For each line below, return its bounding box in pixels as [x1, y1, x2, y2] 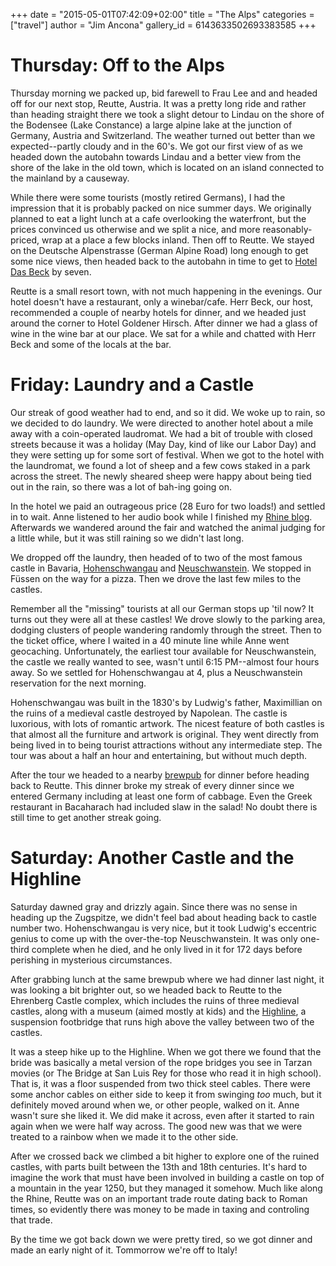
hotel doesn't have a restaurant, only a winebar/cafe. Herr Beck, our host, [10, 295, 313, 308]
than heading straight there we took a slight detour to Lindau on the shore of [10, 108, 325, 120]
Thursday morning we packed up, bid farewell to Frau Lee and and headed [10, 87, 318, 99]
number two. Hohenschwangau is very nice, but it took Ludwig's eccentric [10, 922, 317, 934]
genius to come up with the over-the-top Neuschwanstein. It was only [10, 932, 298, 944]
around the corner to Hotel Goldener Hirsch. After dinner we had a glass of [10, 317, 318, 329]
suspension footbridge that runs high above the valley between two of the [10, 1015, 315, 1028]
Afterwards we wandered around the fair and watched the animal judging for [10, 521, 326, 533]
